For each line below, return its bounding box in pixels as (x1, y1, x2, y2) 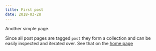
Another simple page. (5, 25, 50, 31)
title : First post (5, 7, 43, 12)
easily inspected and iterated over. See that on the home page (5, 40, 133, 46)
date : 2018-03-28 (5, 12, 41, 17)
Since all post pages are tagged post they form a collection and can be (5, 35, 151, 41)
